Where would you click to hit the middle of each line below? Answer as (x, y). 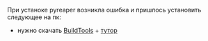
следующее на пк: (34, 17)
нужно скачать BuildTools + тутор (67, 30)
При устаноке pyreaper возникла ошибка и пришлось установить (104, 10)
